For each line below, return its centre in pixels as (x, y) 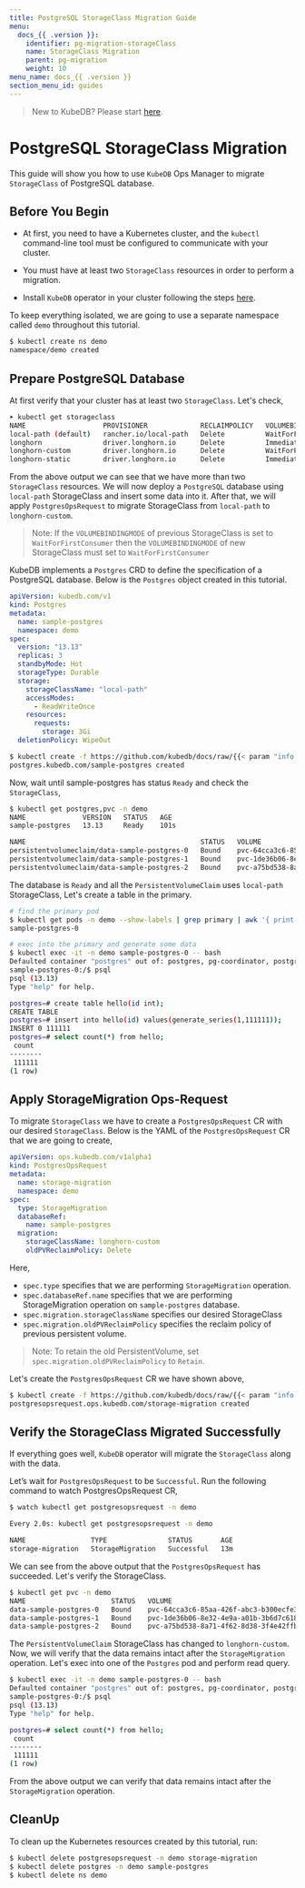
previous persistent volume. (74, 1333)
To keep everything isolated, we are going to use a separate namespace (144, 316)
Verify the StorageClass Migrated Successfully (145, 1433)
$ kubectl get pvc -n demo (60, 1592)
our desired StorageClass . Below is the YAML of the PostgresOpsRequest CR (150, 1131)
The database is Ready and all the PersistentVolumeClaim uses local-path (147, 884)
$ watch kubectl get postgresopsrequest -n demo (103, 1508)
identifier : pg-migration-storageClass (101, 43)
